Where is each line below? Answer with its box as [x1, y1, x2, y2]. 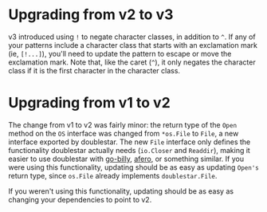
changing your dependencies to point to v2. [8, 194, 152, 204]
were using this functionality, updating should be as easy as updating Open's [8, 162, 259, 172]
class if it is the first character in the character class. [8, 65, 181, 75]
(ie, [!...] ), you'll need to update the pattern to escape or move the [8, 49, 232, 58]
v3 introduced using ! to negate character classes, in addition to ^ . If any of [8, 32, 257, 41]
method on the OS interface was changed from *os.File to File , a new [8, 128, 239, 138]
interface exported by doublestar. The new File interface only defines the [8, 137, 251, 147]
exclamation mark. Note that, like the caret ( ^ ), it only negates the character [8, 57, 257, 67]
